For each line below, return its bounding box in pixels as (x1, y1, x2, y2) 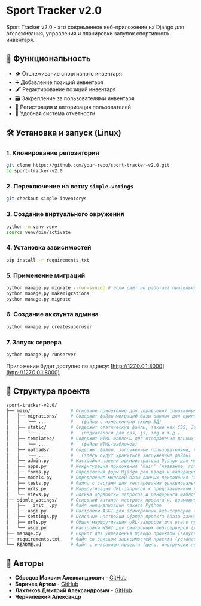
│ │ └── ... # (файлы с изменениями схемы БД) (6, 419, 162, 425)
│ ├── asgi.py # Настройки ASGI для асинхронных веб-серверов (6, 508, 191, 514)
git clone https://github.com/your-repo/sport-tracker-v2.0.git (6, 163, 170, 169)
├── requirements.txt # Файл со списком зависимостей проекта (6, 536, 172, 542)
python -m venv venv (6, 223, 58, 230)
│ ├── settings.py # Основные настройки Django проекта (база (6, 514, 181, 520)
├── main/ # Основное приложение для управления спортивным (6, 407, 197, 414)
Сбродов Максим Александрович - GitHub (14, 574, 127, 581)
